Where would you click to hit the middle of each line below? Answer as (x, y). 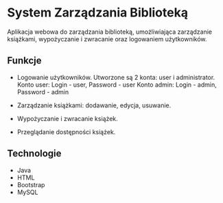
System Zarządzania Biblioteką (98, 13)
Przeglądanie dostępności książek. (66, 131)
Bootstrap (31, 184)
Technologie (34, 154)
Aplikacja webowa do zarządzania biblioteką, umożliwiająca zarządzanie (110, 32)
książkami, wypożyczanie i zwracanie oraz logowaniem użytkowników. (107, 39)
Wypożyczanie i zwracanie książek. (67, 118)
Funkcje (25, 61)
